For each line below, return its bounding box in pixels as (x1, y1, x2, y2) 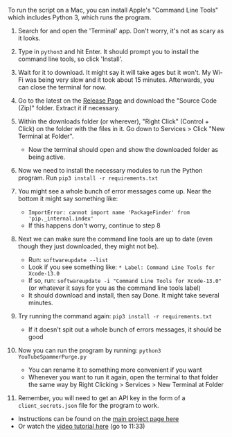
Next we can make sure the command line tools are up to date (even (17, 235, 213, 243)
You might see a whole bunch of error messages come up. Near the (17, 187, 212, 195)
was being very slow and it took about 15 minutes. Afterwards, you (24, 76, 215, 84)
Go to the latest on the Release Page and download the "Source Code (17, 96, 217, 105)
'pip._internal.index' (28, 215, 94, 222)
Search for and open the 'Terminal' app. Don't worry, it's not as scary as (17, 27, 224, 35)
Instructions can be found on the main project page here (17, 415, 179, 422)
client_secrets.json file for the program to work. (17, 402, 159, 409)
